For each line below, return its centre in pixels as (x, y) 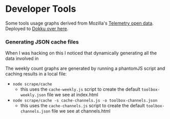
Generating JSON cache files (42, 42)
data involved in (22, 58)
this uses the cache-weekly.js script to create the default (80, 89)
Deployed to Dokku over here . (37, 28)
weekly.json (33, 95)
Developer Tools (41, 9)
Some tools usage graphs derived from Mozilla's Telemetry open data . (79, 23)
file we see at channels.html (81, 111)
